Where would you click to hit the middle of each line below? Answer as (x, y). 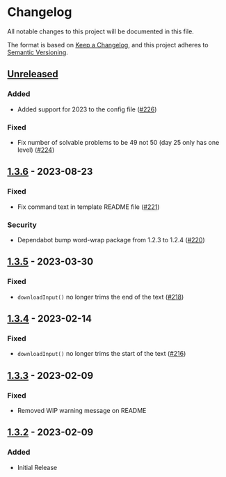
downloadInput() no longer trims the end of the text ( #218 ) (100, 297)
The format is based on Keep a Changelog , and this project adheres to (108, 45)
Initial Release (37, 467)
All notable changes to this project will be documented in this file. (101, 31)
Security (22, 225)
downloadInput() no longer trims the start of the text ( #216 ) (102, 354)
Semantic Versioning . (38, 52)
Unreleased (33, 74)
